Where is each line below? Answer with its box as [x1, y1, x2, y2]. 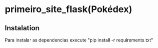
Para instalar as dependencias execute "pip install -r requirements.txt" [5, 37, 153, 43]
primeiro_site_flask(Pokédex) [5, 4, 132, 15]
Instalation [5, 24, 39, 32]
